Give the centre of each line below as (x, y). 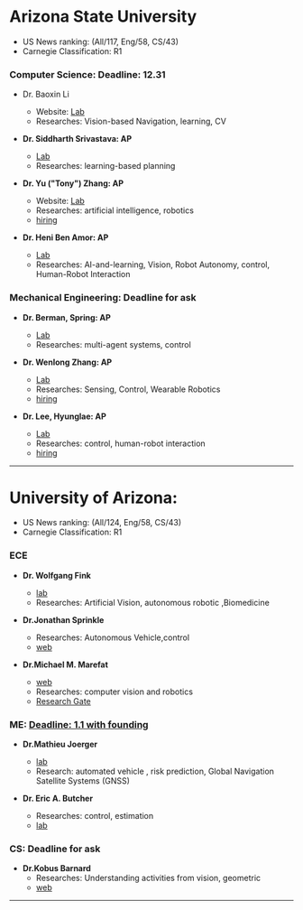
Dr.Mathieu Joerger (60, 744)
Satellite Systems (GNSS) (83, 781)
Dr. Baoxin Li (46, 94)
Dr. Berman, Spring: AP (66, 317)
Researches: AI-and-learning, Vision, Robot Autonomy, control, (153, 265)
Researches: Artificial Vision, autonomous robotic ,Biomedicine (153, 602)
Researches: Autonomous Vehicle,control (113, 637)
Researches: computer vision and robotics (115, 692)
